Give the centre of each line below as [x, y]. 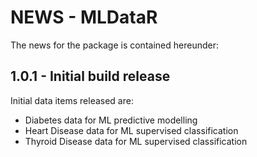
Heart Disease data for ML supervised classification [131, 130]
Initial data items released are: [72, 100]
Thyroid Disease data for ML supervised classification [136, 141]
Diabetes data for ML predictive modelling [111, 120]
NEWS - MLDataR [84, 17]
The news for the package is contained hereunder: [114, 45]
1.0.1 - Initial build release [90, 76]
